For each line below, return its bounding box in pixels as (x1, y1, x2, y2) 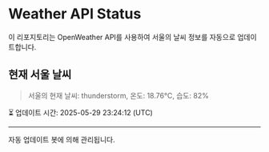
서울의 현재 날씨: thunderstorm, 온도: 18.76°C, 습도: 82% (27, 90, 210, 100)
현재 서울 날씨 (8, 68, 72, 82)
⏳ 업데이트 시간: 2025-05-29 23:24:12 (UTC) (8, 107, 154, 117)
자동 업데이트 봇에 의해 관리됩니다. (8, 134, 115, 144)
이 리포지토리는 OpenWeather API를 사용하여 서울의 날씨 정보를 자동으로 (8, 32, 236, 42)
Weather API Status (8, 5, 142, 23)
